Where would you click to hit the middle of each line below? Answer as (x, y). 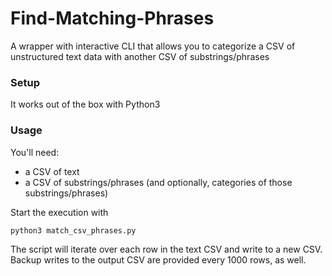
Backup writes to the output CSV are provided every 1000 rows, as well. (158, 260)
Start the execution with (59, 212)
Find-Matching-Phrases (112, 18)
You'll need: (35, 152)
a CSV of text (52, 171)
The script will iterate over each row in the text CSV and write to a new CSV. (166, 249)
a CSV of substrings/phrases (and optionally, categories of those (158, 182)
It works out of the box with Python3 (85, 104)
